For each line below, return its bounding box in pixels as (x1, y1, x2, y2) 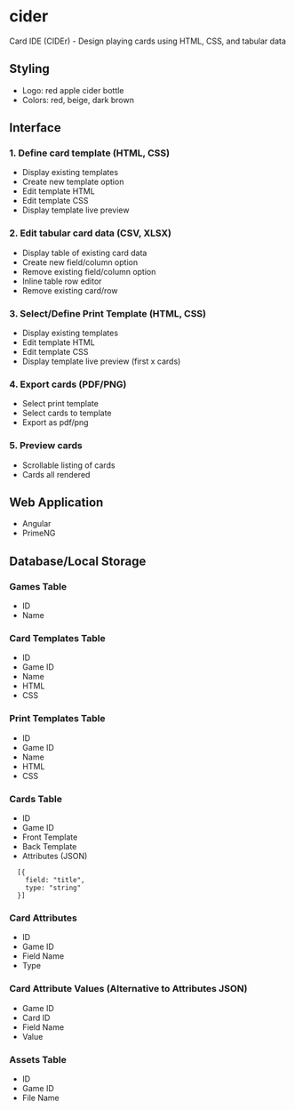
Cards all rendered (21, 469, 91, 479)
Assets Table (9, 1053, 67, 1066)
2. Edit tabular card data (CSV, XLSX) (9, 227, 171, 239)
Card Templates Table (9, 632, 106, 645)
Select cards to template (21, 407, 113, 419)
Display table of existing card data (21, 247, 147, 258)
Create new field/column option (21, 256, 139, 268)
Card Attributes (9, 912, 78, 924)
